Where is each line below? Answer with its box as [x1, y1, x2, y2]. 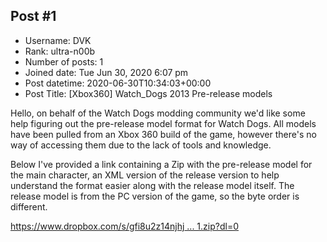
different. [10, 200, 48, 213]
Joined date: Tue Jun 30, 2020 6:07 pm [24, 66, 189, 78]
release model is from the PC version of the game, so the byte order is [10, 190, 300, 202]
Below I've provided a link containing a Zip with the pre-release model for [10, 158, 313, 170]
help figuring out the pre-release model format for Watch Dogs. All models [10, 117, 317, 129]
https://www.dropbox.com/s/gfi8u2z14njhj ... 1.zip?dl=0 [10, 220, 239, 232]
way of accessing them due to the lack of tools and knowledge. [10, 139, 272, 151]
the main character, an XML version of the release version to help [10, 169, 280, 181]
